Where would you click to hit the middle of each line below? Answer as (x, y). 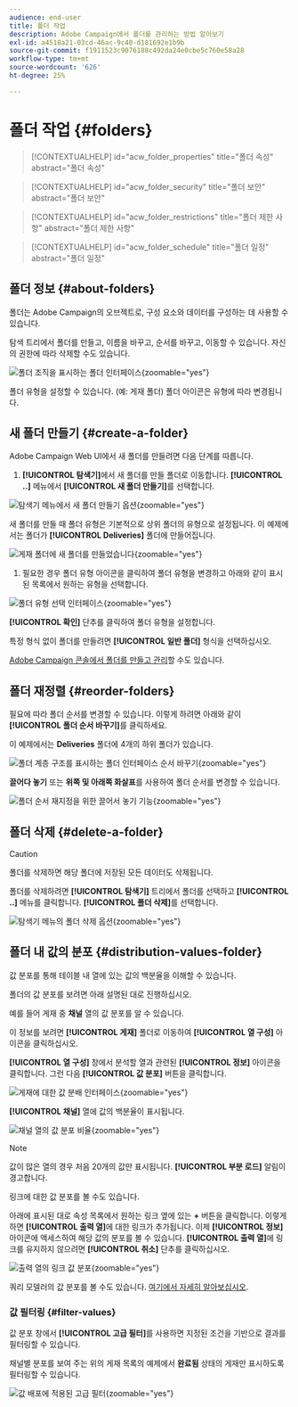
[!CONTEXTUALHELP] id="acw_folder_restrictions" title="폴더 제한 (152, 217)
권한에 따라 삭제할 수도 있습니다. (74, 353)
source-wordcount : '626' (55, 68)
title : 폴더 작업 (38, 26)
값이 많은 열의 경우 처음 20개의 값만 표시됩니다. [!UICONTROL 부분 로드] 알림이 (148, 1166)
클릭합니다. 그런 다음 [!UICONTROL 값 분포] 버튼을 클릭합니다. (118, 1073)
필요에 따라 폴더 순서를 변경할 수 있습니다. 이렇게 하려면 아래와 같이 (125, 714)
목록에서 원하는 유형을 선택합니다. (90, 584)
